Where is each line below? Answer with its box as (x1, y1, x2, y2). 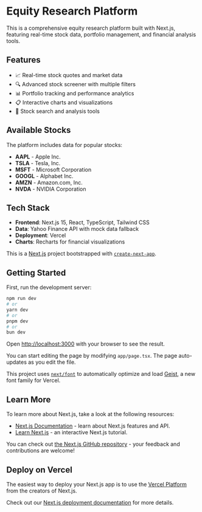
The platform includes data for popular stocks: (6, 141, 123, 148)
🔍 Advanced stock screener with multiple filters (15, 80, 136, 87)
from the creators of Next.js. (6, 487, 77, 494)
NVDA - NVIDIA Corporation (15, 185, 86, 193)
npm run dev (6, 296, 37, 302)
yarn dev (6, 307, 29, 313)
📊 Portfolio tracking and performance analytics (15, 89, 134, 97)
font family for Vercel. (6, 377, 61, 384)
